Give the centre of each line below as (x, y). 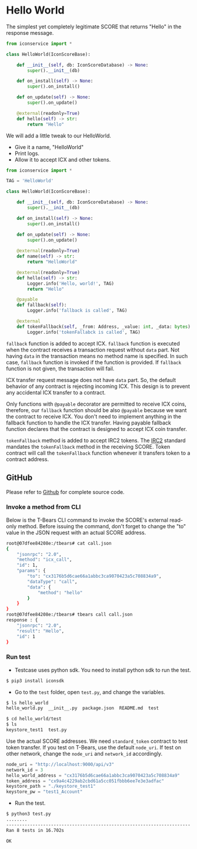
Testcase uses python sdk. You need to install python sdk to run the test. (103, 670)
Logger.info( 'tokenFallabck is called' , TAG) (84, 332)
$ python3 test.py (29, 814)
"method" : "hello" (60, 593)
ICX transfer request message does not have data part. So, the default (91, 380)
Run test (18, 657)
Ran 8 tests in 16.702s (35, 830)
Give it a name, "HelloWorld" (49, 147)
